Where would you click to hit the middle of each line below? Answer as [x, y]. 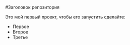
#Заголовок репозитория [32, 7]
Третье [20, 37]
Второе [20, 32]
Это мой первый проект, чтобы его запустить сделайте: [66, 17]
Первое [21, 26]
